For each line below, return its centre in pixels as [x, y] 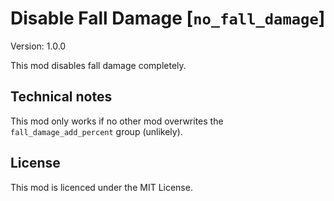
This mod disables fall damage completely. [98, 65]
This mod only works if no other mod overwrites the [117, 121]
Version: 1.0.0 [38, 46]
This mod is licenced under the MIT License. [101, 187]
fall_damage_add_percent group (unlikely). [96, 131]
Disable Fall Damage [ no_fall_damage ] [168, 18]
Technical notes [61, 97]
